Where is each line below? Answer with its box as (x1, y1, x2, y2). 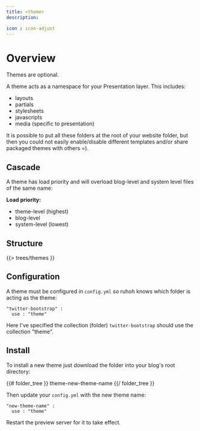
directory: (6, 368, 31, 375)
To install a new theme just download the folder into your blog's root (6, 361, 175, 368)
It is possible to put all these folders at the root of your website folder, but (6, 132, 189, 139)
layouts (14, 95, 33, 102)
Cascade (6, 162, 40, 172)
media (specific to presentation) (14, 120, 95, 127)
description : (6, 14, 39, 20)
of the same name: (6, 184, 53, 192)
